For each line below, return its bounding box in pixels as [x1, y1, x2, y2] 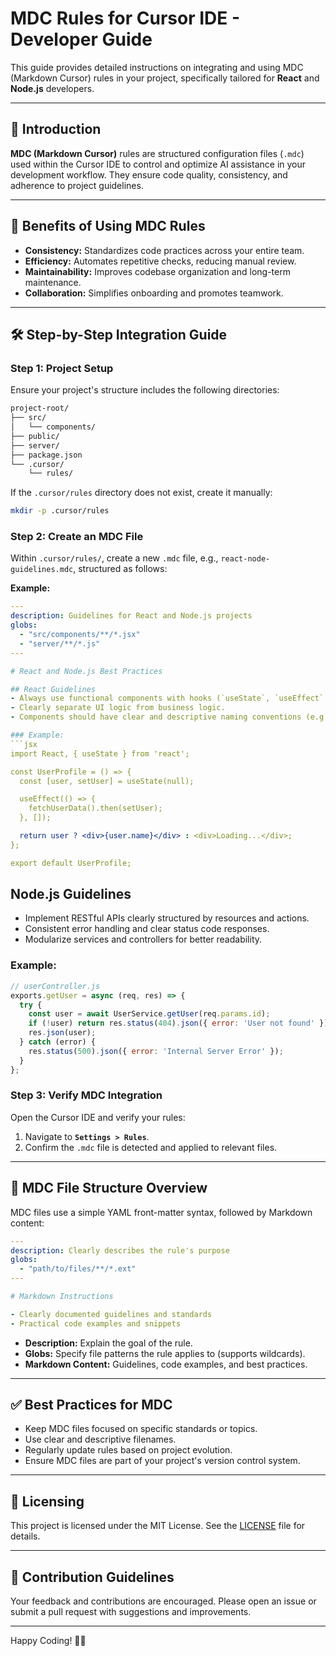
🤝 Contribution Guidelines [10, 1568, 175, 1586]
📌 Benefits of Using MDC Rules [10, 218, 206, 235]
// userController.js [10, 981, 101, 991]
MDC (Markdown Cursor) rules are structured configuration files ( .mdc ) [10, 147, 305, 159]
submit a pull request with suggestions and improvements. [10, 1606, 252, 1618]
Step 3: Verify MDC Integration [10, 1088, 163, 1102]
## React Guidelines [10, 684, 97, 694]
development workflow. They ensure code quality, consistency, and [10, 168, 288, 181]
